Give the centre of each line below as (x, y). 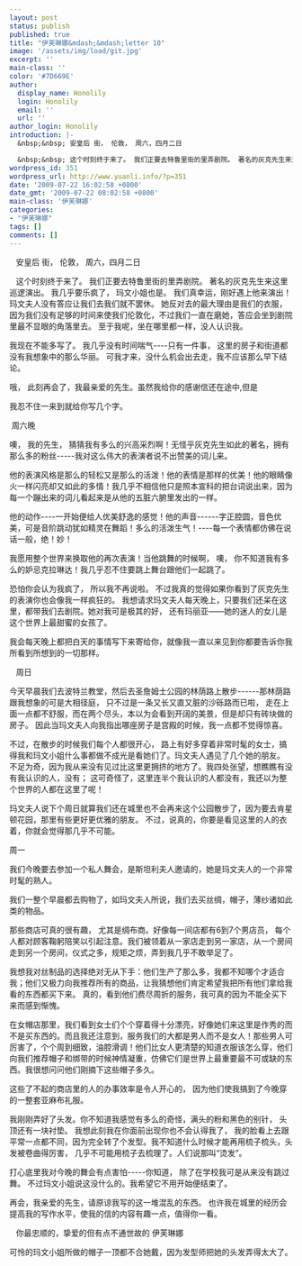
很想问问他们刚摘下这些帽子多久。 (96, 1070)
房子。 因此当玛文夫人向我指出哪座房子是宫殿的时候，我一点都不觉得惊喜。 (148, 724)
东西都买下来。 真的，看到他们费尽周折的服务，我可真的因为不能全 (148, 994)
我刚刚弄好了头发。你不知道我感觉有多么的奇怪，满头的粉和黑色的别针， (143, 1119)
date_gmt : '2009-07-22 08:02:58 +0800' (84, 193)
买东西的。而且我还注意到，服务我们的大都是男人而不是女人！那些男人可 (159, 1035)
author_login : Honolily (54, 127)
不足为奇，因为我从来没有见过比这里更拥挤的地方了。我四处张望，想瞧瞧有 (147, 766)
